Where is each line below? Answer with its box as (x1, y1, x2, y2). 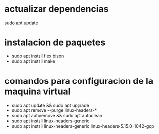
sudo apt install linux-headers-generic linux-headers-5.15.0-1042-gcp (11, 123, 154, 129)
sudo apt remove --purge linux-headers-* (11, 107, 97, 113)
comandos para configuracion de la (4, 76, 154, 87)
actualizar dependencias (4, 3, 109, 15)
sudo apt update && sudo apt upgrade (11, 102, 89, 108)
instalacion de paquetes (4, 37, 106, 48)
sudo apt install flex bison (11, 53, 64, 59)
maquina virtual (4, 86, 71, 97)
